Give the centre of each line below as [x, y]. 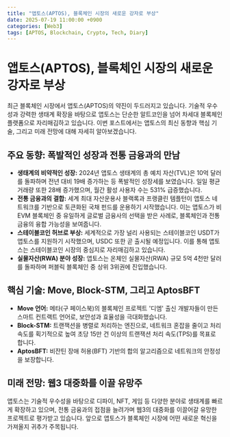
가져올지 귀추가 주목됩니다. [43, 426]
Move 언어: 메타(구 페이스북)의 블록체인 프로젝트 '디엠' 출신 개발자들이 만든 [118, 308]
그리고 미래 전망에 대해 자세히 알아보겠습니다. [76, 131]
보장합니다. [39, 359]
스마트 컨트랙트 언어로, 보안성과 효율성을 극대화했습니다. [92, 317]
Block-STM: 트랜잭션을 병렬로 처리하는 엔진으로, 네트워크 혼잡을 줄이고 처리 [119, 325]
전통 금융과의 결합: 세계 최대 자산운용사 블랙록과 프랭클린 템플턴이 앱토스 [114, 198]
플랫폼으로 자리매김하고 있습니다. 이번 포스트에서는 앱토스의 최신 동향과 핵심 [108, 123]
